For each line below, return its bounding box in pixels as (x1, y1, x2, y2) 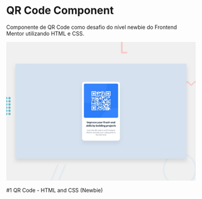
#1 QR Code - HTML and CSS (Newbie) (6, 187, 103, 194)
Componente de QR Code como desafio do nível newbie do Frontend (6, 23, 177, 31)
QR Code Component (6, 4, 114, 17)
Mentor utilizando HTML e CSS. (6, 29, 85, 37)
